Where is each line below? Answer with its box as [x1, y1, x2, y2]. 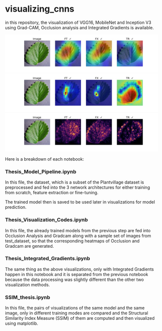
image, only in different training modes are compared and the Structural [5, 310, 148, 316]
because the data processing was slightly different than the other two [5, 276, 144, 282]
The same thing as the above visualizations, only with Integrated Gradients [5, 266, 154, 272]
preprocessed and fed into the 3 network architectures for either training [5, 184, 150, 190]
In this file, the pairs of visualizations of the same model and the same [5, 305, 145, 311]
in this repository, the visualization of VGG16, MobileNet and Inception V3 [5, 19, 151, 25]
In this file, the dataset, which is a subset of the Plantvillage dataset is [5, 179, 144, 185]
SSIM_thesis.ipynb [5, 294, 50, 300]
